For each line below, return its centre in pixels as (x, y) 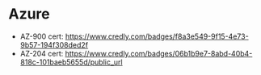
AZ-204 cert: (42, 53)
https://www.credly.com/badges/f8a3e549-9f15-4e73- (157, 36)
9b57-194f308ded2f (54, 44)
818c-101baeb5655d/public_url (71, 62)
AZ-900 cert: (42, 36)
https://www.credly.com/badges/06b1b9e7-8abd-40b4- (159, 53)
